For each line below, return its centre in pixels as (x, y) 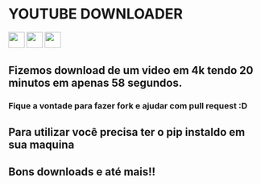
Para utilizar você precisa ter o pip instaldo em (127, 132)
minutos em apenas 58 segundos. (95, 83)
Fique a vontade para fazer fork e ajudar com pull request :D (128, 106)
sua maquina (41, 144)
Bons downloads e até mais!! (82, 172)
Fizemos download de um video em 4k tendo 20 (131, 70)
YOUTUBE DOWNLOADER (96, 14)
